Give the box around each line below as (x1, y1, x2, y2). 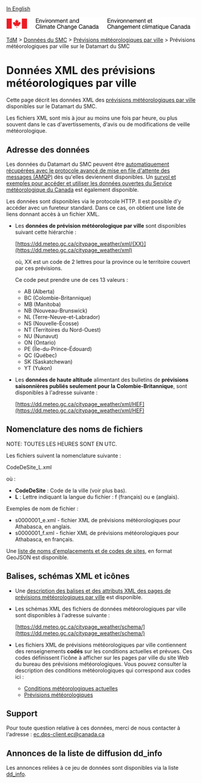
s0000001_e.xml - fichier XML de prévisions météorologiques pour (14, 516, 181, 523)
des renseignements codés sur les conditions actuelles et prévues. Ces (14, 647, 192, 654)
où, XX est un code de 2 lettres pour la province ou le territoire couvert (14, 258, 191, 266)
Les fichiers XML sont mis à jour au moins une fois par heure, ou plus (6, 114, 178, 122)
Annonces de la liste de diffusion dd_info (6, 748, 162, 758)
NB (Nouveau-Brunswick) (23, 307, 88, 314)
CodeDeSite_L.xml (6, 463, 52, 471)
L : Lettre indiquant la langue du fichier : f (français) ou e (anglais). (14, 493, 179, 501)
